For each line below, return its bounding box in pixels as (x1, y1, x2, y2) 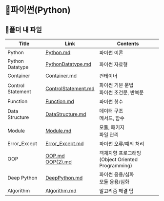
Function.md (45, 98, 74, 105)
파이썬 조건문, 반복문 (99, 89, 144, 96)
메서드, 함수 (99, 115, 124, 121)
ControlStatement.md (45, 85, 95, 92)
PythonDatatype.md (45, 61, 92, 67)
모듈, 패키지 (99, 124, 124, 131)
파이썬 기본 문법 (99, 82, 134, 89)
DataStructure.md (45, 111, 86, 117)
